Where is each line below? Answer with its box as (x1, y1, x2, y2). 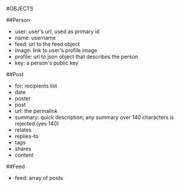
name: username (14, 34, 56, 41)
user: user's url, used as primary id (14, 28, 100, 35)
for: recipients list (14, 82, 57, 89)
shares (14, 145, 31, 152)
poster (14, 95, 31, 102)
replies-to (14, 133, 39, 140)
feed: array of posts (14, 175, 63, 181)
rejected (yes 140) (14, 120, 59, 127)
